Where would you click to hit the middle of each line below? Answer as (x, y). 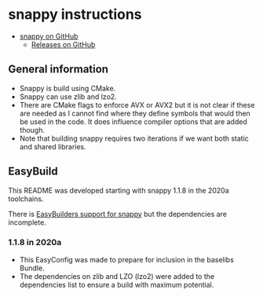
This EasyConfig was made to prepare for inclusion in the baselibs (126, 259)
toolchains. (26, 199)
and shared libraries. (53, 146)
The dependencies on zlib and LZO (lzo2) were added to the (117, 276)
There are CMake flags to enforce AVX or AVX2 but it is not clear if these (137, 104)
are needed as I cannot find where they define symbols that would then (135, 113)
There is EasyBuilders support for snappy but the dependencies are (118, 214)
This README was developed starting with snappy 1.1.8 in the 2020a (119, 190)
